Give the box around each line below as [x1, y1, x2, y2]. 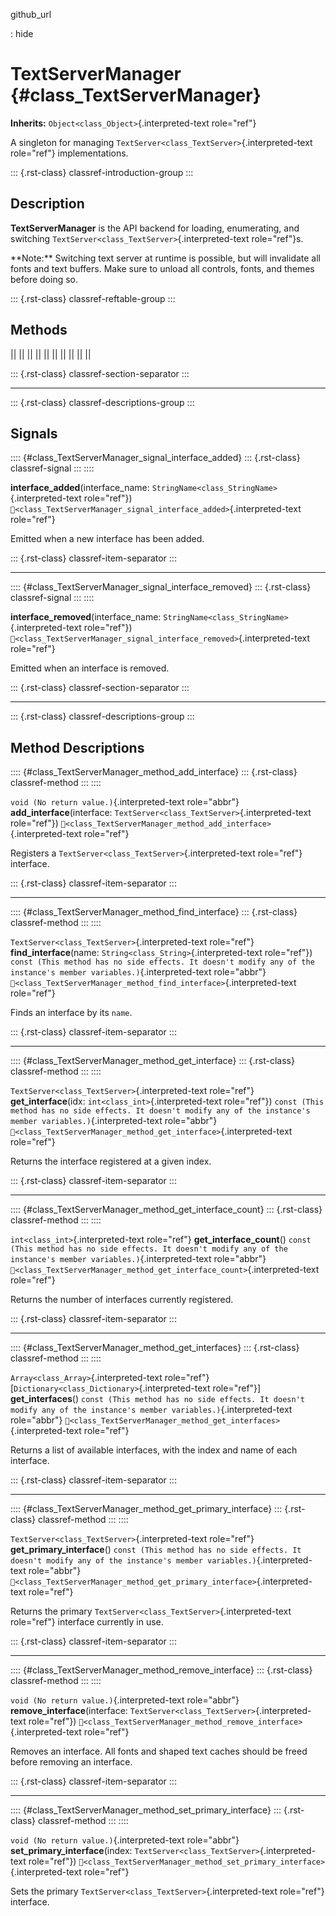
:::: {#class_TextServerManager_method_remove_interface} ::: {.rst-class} [10, 1664, 313, 1676]
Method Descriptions [10, 739, 145, 756]
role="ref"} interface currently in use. [10, 1616, 164, 1628]
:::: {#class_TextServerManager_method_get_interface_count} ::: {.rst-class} [10, 1204, 323, 1216]
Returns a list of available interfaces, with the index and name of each [10, 1444, 298, 1456]
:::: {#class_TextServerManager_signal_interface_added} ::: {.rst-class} [10, 452, 301, 464]
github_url [10, 9, 52, 20]
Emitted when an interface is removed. [10, 662, 170, 674]
